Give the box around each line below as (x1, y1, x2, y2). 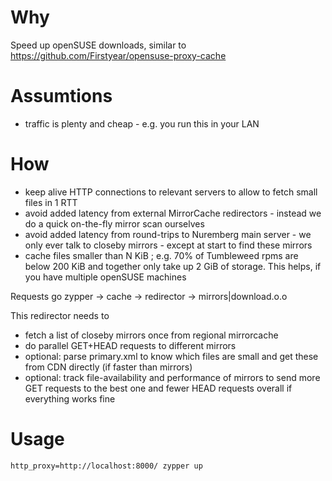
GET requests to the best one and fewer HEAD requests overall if (24, 382, 293, 394)
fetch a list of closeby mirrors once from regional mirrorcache (24, 329, 279, 341)
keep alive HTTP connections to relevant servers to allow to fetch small (24, 186, 318, 198)
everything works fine (24, 392, 116, 405)
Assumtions (10, 85, 113, 108)
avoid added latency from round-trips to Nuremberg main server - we (24, 228, 312, 240)
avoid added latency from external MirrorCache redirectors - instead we (24, 207, 322, 219)
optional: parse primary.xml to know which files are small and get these (24, 350, 319, 362)
